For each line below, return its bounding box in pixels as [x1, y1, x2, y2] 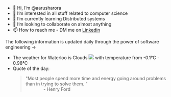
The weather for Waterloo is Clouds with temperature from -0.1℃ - [12, 55, 160, 61]
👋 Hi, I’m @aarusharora [12, 5, 61, 11]
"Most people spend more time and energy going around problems [25, 76, 166, 81]
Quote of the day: [12, 65, 50, 71]
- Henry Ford [43, 86, 70, 92]
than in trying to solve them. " [25, 81, 88, 87]
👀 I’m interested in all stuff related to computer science [12, 10, 128, 16]
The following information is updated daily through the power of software [5, 39, 159, 44]
